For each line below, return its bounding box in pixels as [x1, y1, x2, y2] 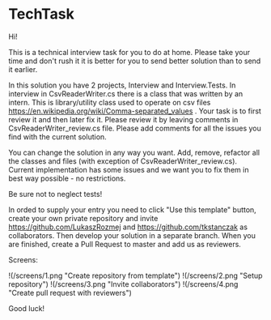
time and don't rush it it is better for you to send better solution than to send [8, 56, 261, 66]
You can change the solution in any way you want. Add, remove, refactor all [8, 147, 260, 157]
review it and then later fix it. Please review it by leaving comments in [8, 114, 239, 124]
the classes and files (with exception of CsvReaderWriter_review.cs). [8, 156, 237, 166]
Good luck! [8, 303, 45, 313]
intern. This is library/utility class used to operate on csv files [8, 97, 211, 107]
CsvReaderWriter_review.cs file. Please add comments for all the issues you [8, 123, 261, 133]
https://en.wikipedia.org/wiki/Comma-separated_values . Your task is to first [8, 106, 261, 116]
